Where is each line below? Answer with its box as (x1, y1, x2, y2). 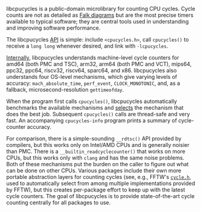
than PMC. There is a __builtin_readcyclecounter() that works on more (6, 148, 186, 155)
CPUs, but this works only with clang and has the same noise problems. (6, 154, 185, 161)
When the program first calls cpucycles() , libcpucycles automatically (6, 98, 177, 105)
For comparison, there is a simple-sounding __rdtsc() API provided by (6, 135, 182, 142)
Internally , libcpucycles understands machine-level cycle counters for (6, 54, 179, 61)
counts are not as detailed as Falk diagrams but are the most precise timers (6, 11, 194, 19)
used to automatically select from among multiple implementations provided (6, 180, 196, 187)
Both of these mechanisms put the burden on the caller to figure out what (6, 161, 189, 167)
